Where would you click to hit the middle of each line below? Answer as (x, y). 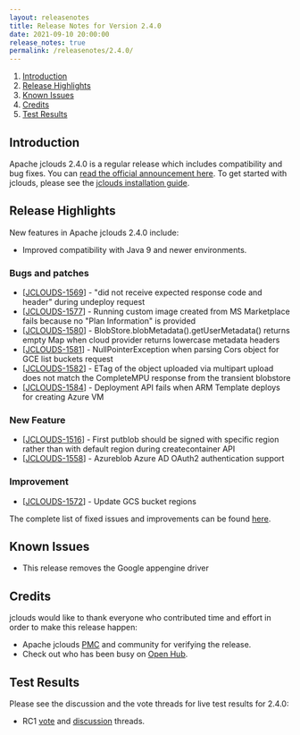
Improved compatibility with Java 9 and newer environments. (134, 249)
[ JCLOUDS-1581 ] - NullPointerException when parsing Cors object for (150, 350)
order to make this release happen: (74, 628)
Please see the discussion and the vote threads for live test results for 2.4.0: (149, 704)
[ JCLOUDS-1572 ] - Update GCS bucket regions (109, 501)
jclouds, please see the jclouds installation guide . (100, 182)
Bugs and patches (49, 273)
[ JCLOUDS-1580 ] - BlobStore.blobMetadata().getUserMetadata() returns (156, 331)
